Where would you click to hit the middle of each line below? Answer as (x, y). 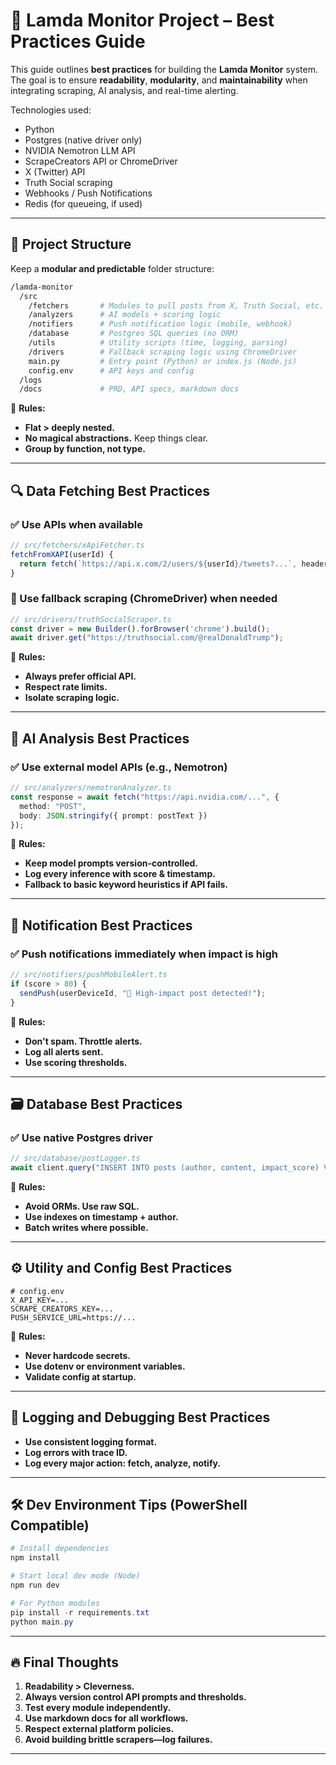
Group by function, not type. (85, 449)
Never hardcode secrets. (78, 1355)
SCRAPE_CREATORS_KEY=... (62, 1309)
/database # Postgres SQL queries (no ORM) (134, 334)
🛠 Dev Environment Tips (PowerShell (129, 1505)
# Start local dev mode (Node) (75, 1576)
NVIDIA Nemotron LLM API (80, 150)
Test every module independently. (98, 1708)
